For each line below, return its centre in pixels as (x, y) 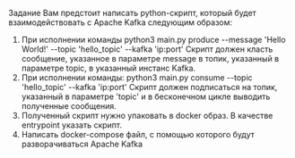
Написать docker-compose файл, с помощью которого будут (138, 134)
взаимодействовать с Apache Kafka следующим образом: (121, 22)
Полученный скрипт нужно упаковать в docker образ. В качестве (147, 116)
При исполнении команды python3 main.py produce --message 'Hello (153, 40)
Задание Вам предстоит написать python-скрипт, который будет (132, 13)
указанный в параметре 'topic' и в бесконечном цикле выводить (146, 96)
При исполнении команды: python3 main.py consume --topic (137, 78)
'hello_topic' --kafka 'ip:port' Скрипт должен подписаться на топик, (149, 87)
